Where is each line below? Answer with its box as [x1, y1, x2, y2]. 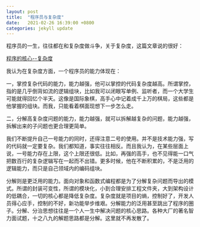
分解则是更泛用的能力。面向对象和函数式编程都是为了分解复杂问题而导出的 [6, 178, 189, 185]
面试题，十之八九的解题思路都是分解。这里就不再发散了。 [11, 215, 152, 222]
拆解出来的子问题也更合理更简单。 [6, 122, 90, 130]
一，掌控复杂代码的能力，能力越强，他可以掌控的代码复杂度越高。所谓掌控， [6, 80, 194, 87]
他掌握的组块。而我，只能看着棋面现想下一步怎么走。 [6, 102, 137, 110]
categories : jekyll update [6, 25, 73, 31]
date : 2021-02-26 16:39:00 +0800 [6, 20, 95, 26]
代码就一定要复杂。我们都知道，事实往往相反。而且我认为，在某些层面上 [11, 143, 189, 150]
